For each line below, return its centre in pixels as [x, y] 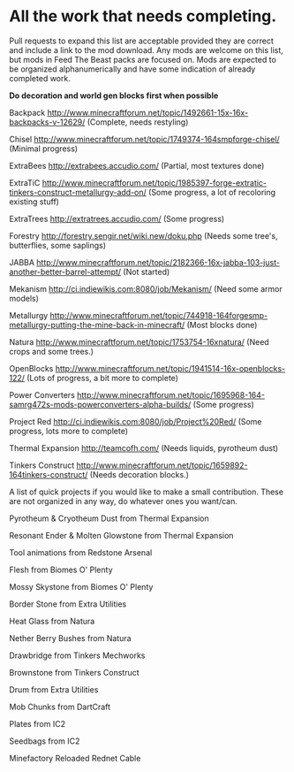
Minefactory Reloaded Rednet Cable [75, 758]
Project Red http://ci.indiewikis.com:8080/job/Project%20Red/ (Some [136, 421]
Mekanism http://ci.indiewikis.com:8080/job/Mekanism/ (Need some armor [146, 288]
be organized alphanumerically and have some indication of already [132, 69]
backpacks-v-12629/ [47, 122]
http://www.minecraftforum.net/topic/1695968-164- [170, 394]
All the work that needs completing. [143, 16]
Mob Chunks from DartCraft [60, 707]
